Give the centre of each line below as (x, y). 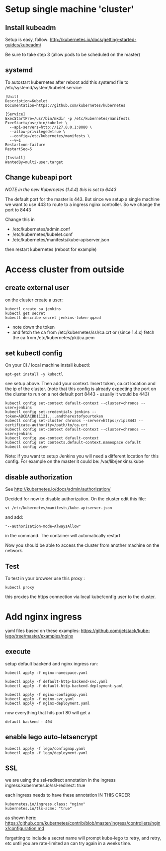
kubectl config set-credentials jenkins (48, 412)
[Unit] (12, 97)
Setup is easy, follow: (27, 39)
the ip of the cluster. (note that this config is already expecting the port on (81, 389)
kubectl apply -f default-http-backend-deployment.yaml (64, 686)
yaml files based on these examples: (42, 631)
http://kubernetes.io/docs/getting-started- (93, 39)
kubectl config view (27, 447)
